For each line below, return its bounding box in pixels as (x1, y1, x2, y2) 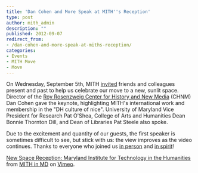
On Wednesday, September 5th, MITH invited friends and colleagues (6, 81, 175, 88)
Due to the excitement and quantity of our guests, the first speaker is (6, 130, 175, 137)
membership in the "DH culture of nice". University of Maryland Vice (6, 106, 174, 113)
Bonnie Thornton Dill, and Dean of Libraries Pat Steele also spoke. (6, 119, 168, 126)
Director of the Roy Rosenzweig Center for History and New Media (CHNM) (6, 93, 191, 100)
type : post (6, 14, 33, 20)
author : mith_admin (6, 20, 55, 26)
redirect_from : (6, 36, 44, 42)
